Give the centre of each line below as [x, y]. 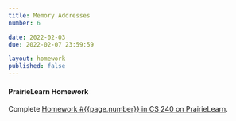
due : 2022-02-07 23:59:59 [51, 44]
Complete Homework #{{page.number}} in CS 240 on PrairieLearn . [118, 109]
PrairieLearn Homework [48, 91]
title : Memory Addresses [49, 15]
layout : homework [37, 59]
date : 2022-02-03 [37, 37]
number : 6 [25, 23]
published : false [37, 66]
